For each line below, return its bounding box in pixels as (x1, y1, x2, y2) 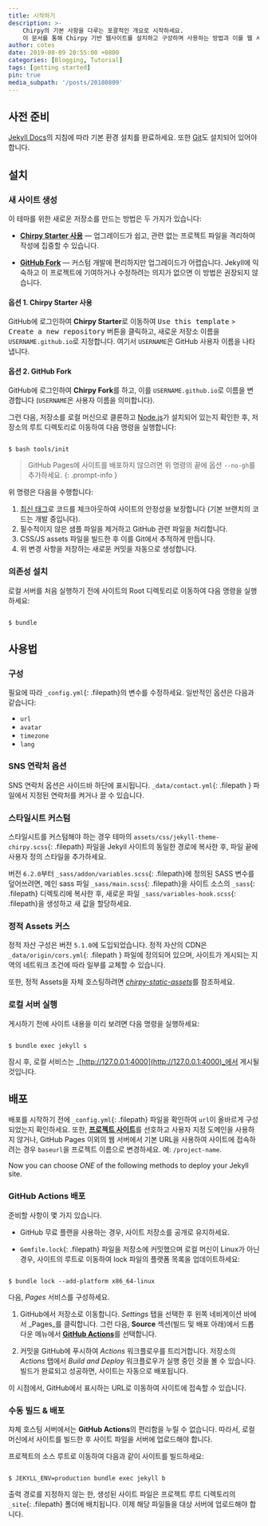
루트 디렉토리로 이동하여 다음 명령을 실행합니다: (29, 422, 177, 432)
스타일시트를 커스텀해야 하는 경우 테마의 (8, 832, 132, 841)
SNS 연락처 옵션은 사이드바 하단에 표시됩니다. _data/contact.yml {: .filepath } (8, 780, 252, 790)
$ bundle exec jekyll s (8, 1042, 88, 1050)
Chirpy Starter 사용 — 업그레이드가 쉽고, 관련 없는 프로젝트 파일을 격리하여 (19, 231, 256, 240)
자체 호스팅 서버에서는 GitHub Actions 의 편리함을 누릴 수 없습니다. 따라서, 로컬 (8, 1424, 255, 1433)
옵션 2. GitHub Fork (8, 366, 72, 376)
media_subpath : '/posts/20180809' (8, 78, 124, 86)
